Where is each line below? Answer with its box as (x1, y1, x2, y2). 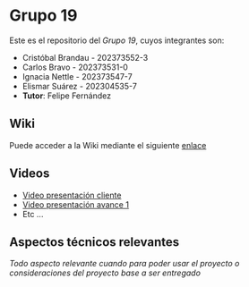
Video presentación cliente (21, 190, 122, 200)
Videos (9, 166, 50, 181)
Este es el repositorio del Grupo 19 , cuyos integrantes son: (9, 35, 225, 46)
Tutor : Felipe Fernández (21, 90, 112, 101)
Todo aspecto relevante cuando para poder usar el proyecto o (9, 258, 240, 269)
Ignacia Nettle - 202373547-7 (21, 71, 133, 81)
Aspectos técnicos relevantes (9, 234, 180, 249)
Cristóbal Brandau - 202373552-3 (21, 52, 149, 63)
